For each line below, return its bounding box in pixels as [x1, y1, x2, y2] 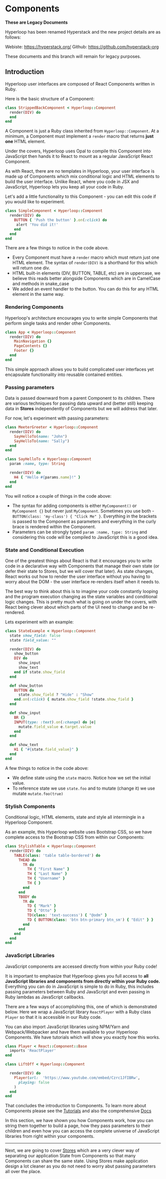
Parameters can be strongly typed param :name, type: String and [12, 529, 147, 535]
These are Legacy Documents [5, 19, 68, 25]
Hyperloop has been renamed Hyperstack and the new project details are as [5, 29, 161, 35]
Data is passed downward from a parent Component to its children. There [5, 395, 155, 401]
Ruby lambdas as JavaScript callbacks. [5, 994, 85, 1000]
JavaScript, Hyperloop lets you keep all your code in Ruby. [5, 184, 124, 190]
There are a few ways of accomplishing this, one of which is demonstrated [5, 1003, 157, 1009]
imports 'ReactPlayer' [9, 1048, 56, 1053]
